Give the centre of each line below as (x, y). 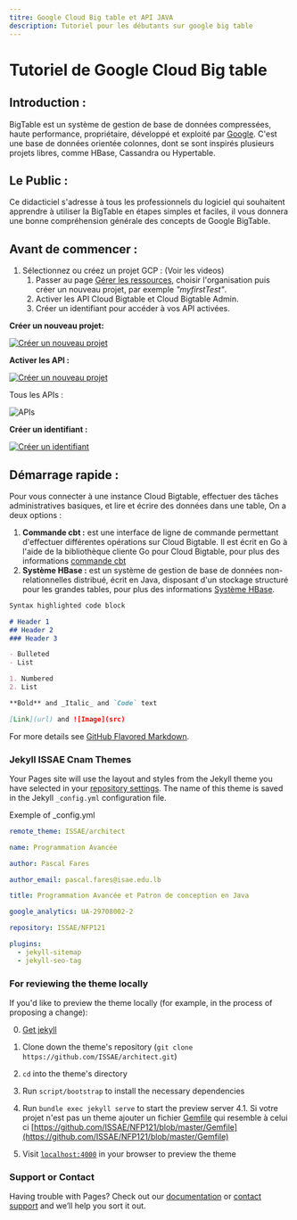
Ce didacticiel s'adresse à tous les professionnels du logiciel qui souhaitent (147, 202)
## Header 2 (31, 630)
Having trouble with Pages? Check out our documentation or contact (135, 1197)
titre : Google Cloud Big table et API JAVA (91, 17)
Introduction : (48, 103)
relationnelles (47, 580)
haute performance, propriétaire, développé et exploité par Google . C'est (144, 134)
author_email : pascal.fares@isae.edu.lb (86, 879)
